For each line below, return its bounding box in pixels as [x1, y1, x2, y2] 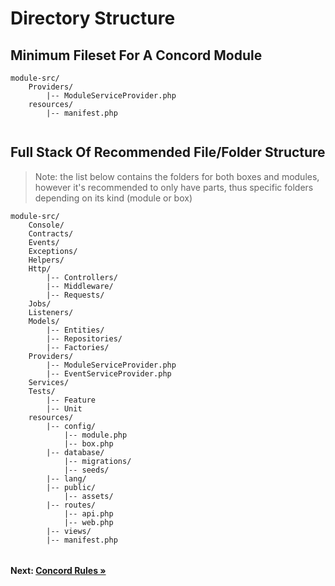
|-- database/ [46, 447, 105, 457]
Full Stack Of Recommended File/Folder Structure [10, 144, 326, 161]
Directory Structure [10, 7, 176, 30]
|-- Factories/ [46, 342, 110, 352]
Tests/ [28, 386, 56, 396]
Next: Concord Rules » [10, 565, 107, 577]
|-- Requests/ [46, 290, 105, 300]
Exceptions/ [28, 246, 78, 256]
